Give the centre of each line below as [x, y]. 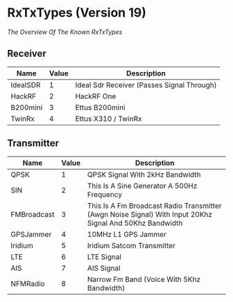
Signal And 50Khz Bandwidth [135, 223]
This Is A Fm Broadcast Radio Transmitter [154, 206]
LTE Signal [104, 256]
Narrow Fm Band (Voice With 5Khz [144, 279]
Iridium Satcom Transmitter [131, 245]
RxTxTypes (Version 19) [77, 13]
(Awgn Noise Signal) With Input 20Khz [150, 214]
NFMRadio [28, 283]
